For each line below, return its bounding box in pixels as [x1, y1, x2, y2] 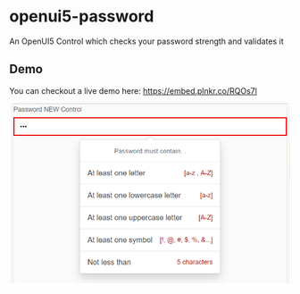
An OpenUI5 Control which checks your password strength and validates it [9, 36, 284, 46]
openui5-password [9, 6, 154, 27]
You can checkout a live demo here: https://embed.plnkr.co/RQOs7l [9, 85, 257, 96]
